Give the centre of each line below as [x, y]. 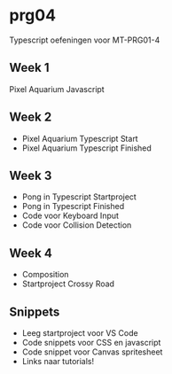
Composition [45, 275]
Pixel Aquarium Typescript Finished [87, 148]
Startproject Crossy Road [68, 284]
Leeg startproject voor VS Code [80, 333]
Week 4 [31, 253]
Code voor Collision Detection [77, 225]
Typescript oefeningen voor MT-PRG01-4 [85, 40]
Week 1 [29, 68]
